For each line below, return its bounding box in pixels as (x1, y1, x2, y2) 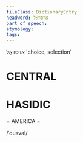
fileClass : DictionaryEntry (6, 9, 78, 15)
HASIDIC (6, 98, 51, 112)
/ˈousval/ (6, 129, 28, 137)
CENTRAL (6, 69, 57, 83)
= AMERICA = (6, 118, 41, 125)
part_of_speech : (6, 20, 47, 26)
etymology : (6, 26, 34, 32)
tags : (6, 32, 20, 38)
